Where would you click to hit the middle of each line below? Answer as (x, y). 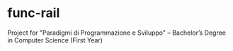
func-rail (34, 13)
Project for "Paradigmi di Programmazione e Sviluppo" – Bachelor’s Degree (117, 33)
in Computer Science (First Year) (55, 40)
